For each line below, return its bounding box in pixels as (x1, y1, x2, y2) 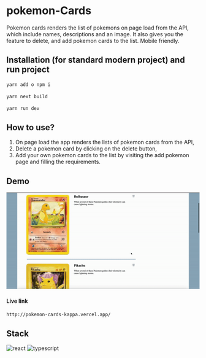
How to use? (6, 122, 55, 133)
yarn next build (6, 93, 48, 99)
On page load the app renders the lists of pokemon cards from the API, (15, 139, 194, 146)
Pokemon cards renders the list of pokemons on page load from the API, (6, 24, 189, 31)
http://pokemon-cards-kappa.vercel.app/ (6, 311, 112, 318)
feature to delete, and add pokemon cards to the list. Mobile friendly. (6, 37, 180, 44)
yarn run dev (6, 105, 40, 111)
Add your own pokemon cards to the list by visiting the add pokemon (15, 152, 189, 159)
